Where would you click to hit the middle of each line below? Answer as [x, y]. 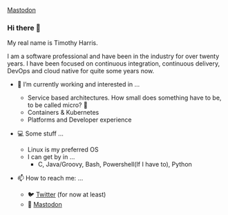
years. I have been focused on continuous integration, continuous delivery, [113, 64]
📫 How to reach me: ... [50, 178]
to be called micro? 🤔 [57, 105]
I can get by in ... [51, 157]
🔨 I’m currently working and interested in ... [78, 84]
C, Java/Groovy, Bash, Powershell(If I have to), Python [115, 165]
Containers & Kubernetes [63, 113]
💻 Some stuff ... [40, 133]
